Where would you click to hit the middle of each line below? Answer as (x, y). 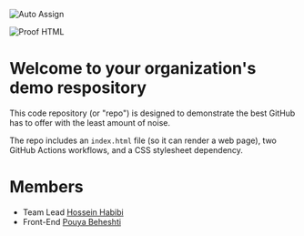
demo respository (78, 88)
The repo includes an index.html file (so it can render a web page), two (143, 140)
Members (46, 187)
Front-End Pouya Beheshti (71, 221)
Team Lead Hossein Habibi (73, 212)
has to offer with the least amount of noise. (90, 122)
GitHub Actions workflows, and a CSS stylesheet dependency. (127, 149)
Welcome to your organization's (133, 69)
